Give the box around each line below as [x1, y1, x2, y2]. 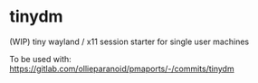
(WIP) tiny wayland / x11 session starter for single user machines [9, 36, 250, 47]
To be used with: [9, 53, 72, 64]
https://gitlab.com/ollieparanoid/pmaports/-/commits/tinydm [9, 63, 234, 74]
